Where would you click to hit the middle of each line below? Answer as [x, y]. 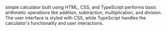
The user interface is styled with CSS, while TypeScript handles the [76, 18]
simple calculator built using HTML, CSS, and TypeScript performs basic [81, 7]
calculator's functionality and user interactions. [55, 23]
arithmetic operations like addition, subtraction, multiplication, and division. [84, 12]
